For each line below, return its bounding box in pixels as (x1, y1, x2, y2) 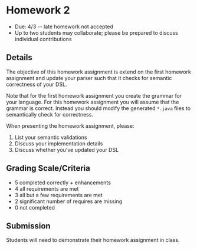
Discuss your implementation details (14, 140, 103, 147)
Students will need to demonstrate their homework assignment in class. (6, 237, 180, 244)
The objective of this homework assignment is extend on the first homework (6, 68, 192, 75)
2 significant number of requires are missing (14, 198, 123, 205)
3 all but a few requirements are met (14, 191, 103, 198)
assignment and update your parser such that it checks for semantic (6, 74, 172, 81)
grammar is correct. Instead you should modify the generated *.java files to (6, 104, 191, 112)
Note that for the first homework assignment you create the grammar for (6, 92, 182, 99)
